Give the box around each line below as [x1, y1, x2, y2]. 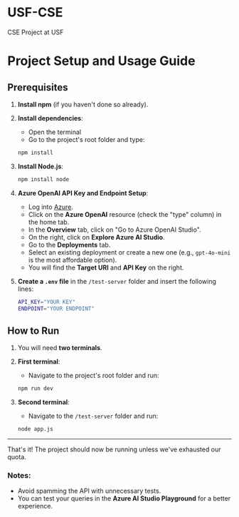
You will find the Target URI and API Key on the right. [28, 263, 184, 272]
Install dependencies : [17, 113, 83, 122]
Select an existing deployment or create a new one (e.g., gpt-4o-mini [28, 247, 231, 257]
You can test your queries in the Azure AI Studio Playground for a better [17, 494, 231, 503]
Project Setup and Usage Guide [7, 53, 196, 69]
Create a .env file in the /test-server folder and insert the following [17, 277, 217, 285]
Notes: [7, 470, 31, 480]
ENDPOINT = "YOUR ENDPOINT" [17, 304, 95, 312]
